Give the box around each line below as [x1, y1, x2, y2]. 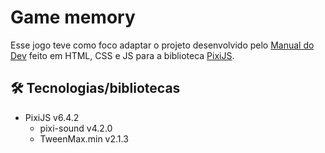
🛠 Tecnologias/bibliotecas [10, 80, 181, 97]
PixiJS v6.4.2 [24, 111, 80, 123]
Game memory [10, 6, 136, 29]
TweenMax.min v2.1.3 [39, 132, 129, 145]
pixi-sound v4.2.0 [39, 122, 113, 134]
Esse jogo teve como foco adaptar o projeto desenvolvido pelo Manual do [10, 39, 315, 51]
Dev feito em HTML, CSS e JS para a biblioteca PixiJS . [10, 49, 235, 61]
